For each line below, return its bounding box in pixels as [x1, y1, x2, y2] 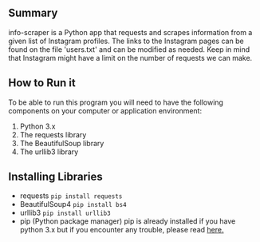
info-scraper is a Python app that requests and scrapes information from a [8, 27, 253, 37]
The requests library [19, 129, 87, 139]
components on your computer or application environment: [8, 105, 202, 115]
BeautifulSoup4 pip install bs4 [19, 200, 127, 209]
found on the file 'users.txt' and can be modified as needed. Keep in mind [8, 44, 250, 54]
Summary [8, 6, 58, 20]
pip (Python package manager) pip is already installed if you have [19, 216, 236, 226]
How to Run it [8, 76, 76, 90]
